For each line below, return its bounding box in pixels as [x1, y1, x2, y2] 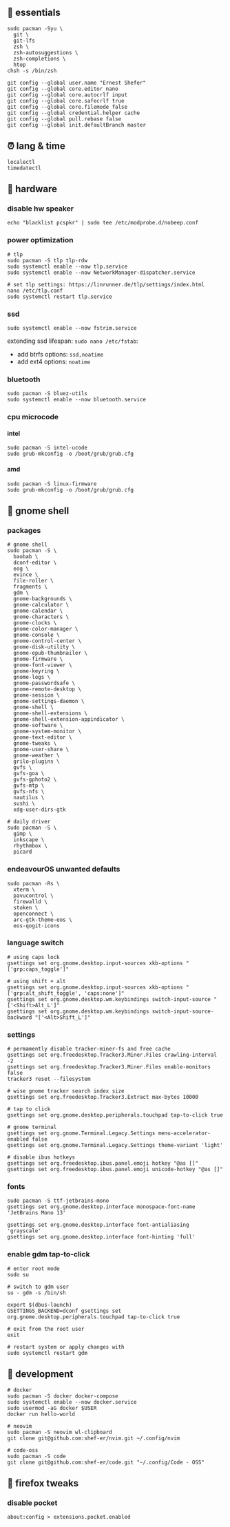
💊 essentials [7, 7, 61, 19]
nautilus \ [13, 794, 45, 801]
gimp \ [13, 830, 32, 837]
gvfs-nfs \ [13, 788, 45, 795]
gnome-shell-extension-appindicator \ [13, 716, 125, 723]
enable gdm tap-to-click [7, 1250, 90, 1259]
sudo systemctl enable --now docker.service [7, 1398, 137, 1405]
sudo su [7, 1271, 30, 1278]
